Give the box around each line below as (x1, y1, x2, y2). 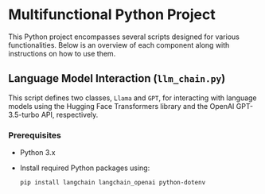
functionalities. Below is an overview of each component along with (8, 40, 230, 49)
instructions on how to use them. (8, 48, 116, 58)
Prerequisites (8, 130, 61, 141)
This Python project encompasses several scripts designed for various (8, 32, 240, 41)
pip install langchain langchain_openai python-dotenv (19, 179, 206, 187)
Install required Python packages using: (19, 163, 150, 173)
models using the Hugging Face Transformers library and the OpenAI (8, 101, 235, 111)
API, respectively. (41, 110, 99, 119)
